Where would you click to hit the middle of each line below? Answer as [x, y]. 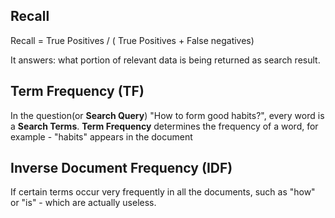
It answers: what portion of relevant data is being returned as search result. [165, 60]
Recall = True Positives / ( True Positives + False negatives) [132, 40]
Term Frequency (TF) [77, 91]
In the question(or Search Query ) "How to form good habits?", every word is [167, 115]
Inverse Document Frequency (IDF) [121, 168]
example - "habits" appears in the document [101, 136]
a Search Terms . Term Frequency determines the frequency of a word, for [164, 126]
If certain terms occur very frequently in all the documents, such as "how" [163, 192]
